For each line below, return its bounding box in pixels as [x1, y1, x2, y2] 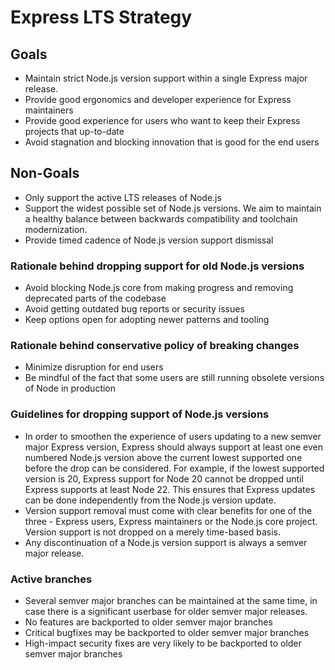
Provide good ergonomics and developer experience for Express [24, 94, 292, 105]
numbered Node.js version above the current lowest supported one [24, 451, 303, 463]
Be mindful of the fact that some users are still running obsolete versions [24, 372, 325, 384]
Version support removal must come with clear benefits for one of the [24, 504, 313, 516]
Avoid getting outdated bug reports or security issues [24, 303, 245, 315]
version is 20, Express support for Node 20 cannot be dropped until [24, 472, 304, 485]
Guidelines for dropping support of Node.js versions [10, 407, 270, 421]
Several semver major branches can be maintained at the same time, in [24, 595, 318, 606]
